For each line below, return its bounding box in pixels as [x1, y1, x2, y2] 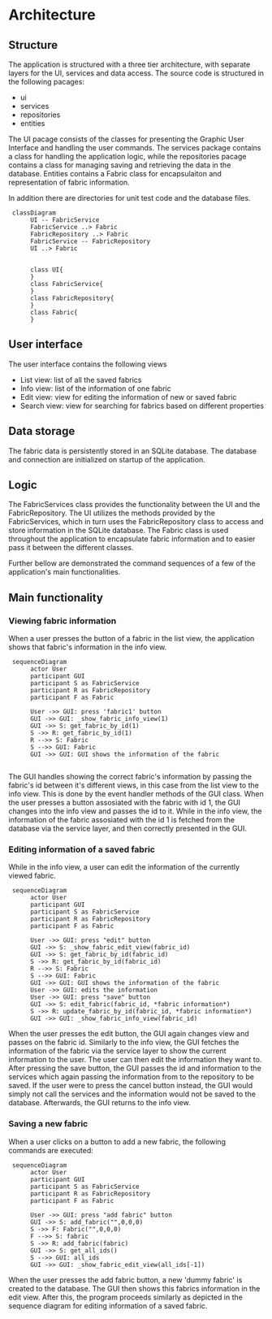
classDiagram [11, 209, 57, 217]
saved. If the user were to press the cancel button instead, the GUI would [8, 1081, 253, 1091]
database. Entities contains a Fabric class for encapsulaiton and [8, 169, 222, 178]
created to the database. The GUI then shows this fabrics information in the [8, 1283, 261, 1293]
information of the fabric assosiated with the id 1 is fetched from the [8, 815, 235, 825]
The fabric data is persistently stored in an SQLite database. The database [8, 445, 257, 456]
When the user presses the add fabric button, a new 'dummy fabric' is [8, 1274, 243, 1285]
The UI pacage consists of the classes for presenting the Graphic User [8, 134, 245, 144]
